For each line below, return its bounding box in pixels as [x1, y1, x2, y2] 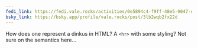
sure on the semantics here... [5, 36, 77, 43]
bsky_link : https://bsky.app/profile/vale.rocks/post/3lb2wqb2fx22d [5, 14, 178, 20]
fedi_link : [5, 8, 33, 15]
